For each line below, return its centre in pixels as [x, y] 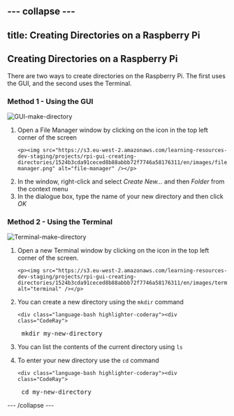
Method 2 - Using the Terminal [60, 221]
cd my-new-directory [57, 392]
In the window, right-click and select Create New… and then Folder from [121, 181]
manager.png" [36, 168]
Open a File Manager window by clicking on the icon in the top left [112, 130]
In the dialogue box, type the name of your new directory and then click [120, 196]
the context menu [43, 188]
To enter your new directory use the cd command [88, 361]
